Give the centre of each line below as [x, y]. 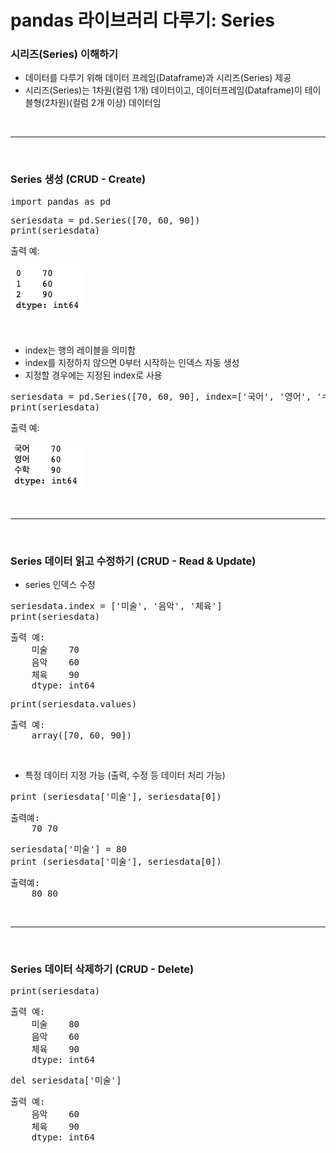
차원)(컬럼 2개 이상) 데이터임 [105, 103]
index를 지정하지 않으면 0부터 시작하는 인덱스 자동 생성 [132, 362]
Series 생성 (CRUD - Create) [78, 179]
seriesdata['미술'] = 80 [68, 849]
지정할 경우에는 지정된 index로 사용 [93, 375]
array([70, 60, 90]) [81, 735]
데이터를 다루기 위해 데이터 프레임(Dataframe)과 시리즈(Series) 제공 [158, 78]
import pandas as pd [61, 201]
